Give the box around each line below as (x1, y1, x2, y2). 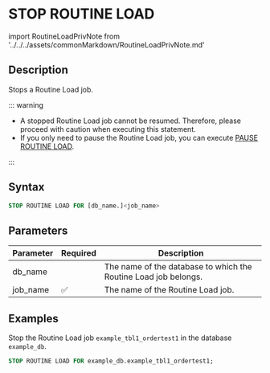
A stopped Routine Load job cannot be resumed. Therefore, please (19, 116, 242, 125)
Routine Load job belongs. (104, 271, 203, 282)
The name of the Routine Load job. (104, 285, 235, 296)
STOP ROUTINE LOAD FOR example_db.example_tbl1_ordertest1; (8, 357, 215, 366)
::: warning (8, 100, 44, 109)
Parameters (8, 223, 68, 237)
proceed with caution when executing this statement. (19, 124, 197, 133)
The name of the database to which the (104, 261, 252, 273)
